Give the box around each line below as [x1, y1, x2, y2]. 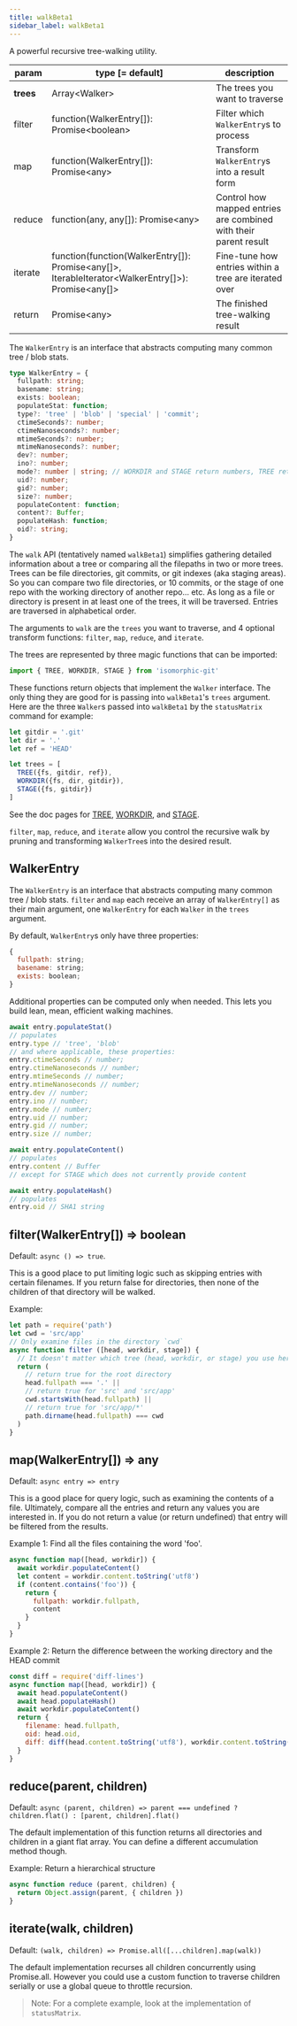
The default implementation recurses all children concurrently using [9, 1961, 256, 1972]
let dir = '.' [9, 736, 62, 744]
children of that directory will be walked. [9, 1287, 156, 1298]
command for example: [9, 710, 94, 721]
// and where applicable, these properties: [9, 1047, 176, 1056]
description [225, 66, 275, 79]
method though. [9, 1846, 68, 1857]
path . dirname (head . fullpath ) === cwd [25, 1411, 164, 1421]
